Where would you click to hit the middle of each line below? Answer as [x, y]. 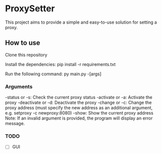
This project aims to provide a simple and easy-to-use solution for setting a [81, 22]
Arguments [19, 87]
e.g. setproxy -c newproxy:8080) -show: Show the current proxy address [79, 113]
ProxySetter [30, 9]
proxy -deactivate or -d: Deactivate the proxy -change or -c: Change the [79, 103]
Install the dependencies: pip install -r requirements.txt [60, 64]
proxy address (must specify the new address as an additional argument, [79, 108]
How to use [23, 43]
